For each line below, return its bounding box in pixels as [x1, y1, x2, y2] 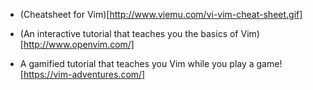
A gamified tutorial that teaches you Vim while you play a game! [19, 58, 283, 69]
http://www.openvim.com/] [23, 39, 135, 50]
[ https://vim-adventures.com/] [19, 69, 146, 80]
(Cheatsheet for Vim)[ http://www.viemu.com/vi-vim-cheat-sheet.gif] [19, 9, 303, 20]
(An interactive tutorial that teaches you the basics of [19, 28, 239, 39]
